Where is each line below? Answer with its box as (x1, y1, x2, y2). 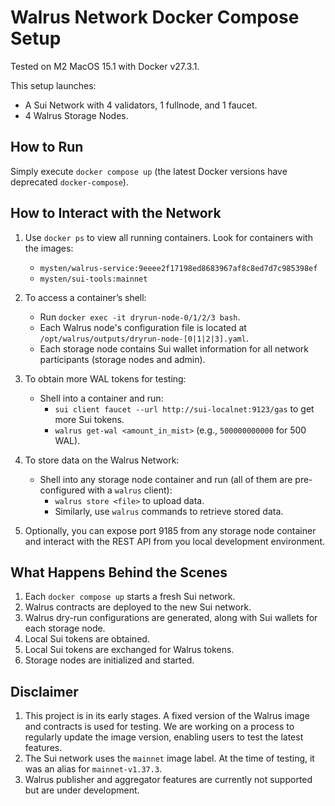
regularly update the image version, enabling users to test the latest (24, 731, 304, 743)
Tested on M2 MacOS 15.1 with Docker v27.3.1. (10, 60, 200, 72)
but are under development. (24, 784, 140, 796)
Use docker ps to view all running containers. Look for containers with (24, 231, 313, 243)
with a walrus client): (87, 484, 173, 496)
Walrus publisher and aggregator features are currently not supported (24, 774, 313, 786)
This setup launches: (10, 79, 97, 91)
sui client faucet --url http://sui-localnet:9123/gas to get (54, 402, 315, 415)
